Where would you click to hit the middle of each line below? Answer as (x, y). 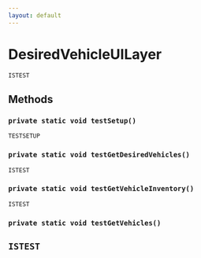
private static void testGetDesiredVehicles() (99, 155)
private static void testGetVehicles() (85, 223)
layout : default (35, 15)
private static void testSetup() (72, 120)
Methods (31, 99)
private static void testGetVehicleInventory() (101, 189)
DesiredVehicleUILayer (85, 54)
